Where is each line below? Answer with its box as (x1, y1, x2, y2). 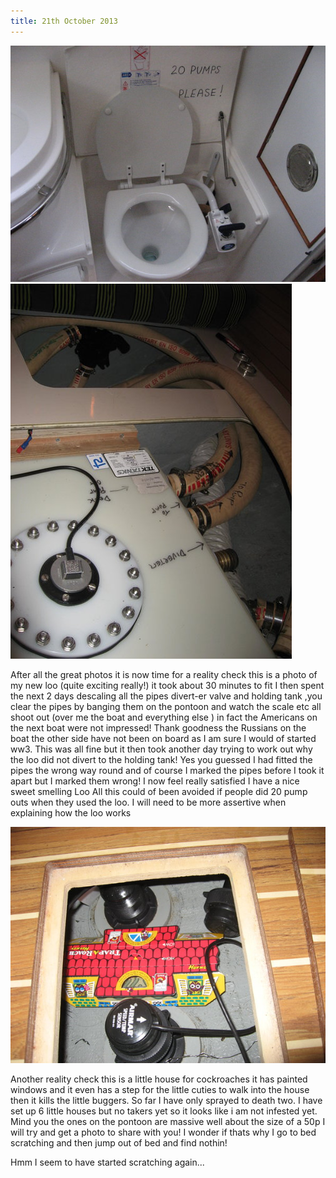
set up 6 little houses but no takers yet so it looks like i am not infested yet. (10, 1105, 318, 1117)
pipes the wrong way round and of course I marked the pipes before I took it (10, 764, 325, 776)
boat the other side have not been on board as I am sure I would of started (10, 732, 317, 744)
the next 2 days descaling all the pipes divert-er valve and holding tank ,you (10, 690, 323, 702)
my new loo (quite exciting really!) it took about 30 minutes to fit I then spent (10, 679, 325, 691)
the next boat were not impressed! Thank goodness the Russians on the (10, 721, 307, 734)
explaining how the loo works (10, 806, 132, 819)
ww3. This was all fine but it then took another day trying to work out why (10, 743, 313, 755)
